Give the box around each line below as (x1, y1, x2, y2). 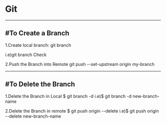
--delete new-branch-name (5, 113, 62, 119)
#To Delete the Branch (5, 80, 75, 89)
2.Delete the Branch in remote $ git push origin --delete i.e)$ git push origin (5, 108, 159, 114)
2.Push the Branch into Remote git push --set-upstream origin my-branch (5, 61, 155, 67)
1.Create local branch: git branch (5, 42, 72, 48)
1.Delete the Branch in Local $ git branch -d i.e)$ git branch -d (5, 93, 132, 99)
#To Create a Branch (5, 29, 70, 37)
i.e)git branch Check (5, 52, 47, 58)
